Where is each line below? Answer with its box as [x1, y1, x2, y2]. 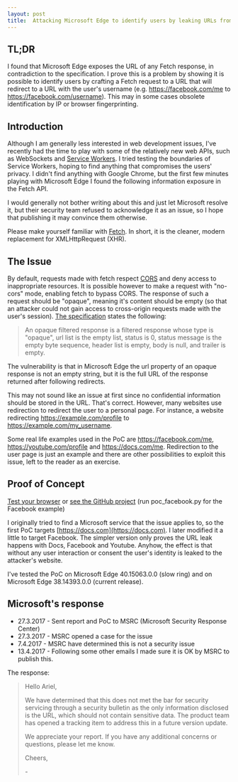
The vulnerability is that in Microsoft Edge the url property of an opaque [7, 362, 217, 370]
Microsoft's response [7, 598, 104, 610]
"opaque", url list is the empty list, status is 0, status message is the [24, 333, 222, 342]
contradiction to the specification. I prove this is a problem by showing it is [7, 70, 225, 78]
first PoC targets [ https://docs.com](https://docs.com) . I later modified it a [7, 526, 224, 534]
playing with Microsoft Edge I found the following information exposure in [7, 177, 222, 185]
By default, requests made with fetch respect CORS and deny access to [7, 274, 217, 283]
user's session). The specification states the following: [7, 312, 166, 320]
